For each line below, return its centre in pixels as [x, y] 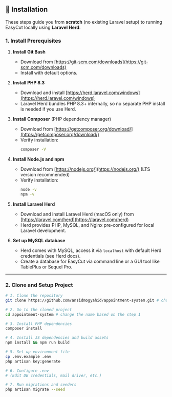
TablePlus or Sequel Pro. [46, 267]
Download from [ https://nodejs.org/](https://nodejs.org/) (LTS [85, 169]
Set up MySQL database [39, 240]
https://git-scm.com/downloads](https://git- [102, 62]
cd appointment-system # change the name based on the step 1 [73, 314]
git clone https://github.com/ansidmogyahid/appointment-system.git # [82, 300]
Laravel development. [43, 230]
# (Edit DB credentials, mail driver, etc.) [53, 375]
